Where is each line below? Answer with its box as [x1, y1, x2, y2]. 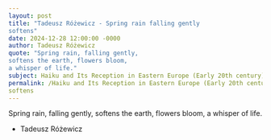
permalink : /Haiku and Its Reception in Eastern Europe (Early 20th [8, 79, 244, 87]
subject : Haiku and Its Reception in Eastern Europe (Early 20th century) [8, 72, 265, 80]
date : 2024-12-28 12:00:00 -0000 [8, 34, 121, 43]
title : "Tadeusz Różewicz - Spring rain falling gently [8, 19, 200, 27]
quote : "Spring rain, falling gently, [8, 49, 139, 57]
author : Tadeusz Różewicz [8, 42, 95, 50]
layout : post [8, 11, 52, 20]
